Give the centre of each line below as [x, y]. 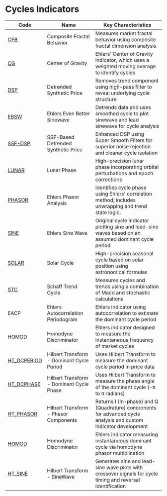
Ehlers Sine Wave [67, 233]
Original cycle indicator [122, 220]
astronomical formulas [121, 272]
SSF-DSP [19, 143]
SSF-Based [61, 137]
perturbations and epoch [124, 173]
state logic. [108, 212]
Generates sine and [118, 461]
